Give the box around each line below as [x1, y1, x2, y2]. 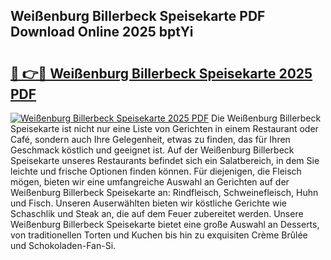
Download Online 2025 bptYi [10, 24, 194, 41]
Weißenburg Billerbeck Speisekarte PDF [10, 8, 266, 25]
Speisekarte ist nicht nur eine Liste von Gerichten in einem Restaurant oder [10, 123, 319, 134]
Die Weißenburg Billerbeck [211, 112, 322, 124]
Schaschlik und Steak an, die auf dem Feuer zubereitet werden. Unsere [10, 208, 304, 219]
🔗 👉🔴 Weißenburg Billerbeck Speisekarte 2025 [10, 65, 313, 82]
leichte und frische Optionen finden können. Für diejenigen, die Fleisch [10, 165, 302, 177]
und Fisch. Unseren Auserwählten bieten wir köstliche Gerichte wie [10, 197, 288, 209]
